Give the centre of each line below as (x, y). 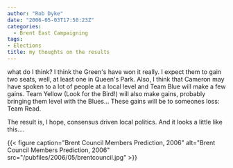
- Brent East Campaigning (51, 33)
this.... (16, 129)
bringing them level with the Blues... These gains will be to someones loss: (113, 101)
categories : (24, 26)
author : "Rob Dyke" (35, 13)
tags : (15, 39)
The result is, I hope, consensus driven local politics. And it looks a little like (115, 122)
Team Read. (24, 109)
